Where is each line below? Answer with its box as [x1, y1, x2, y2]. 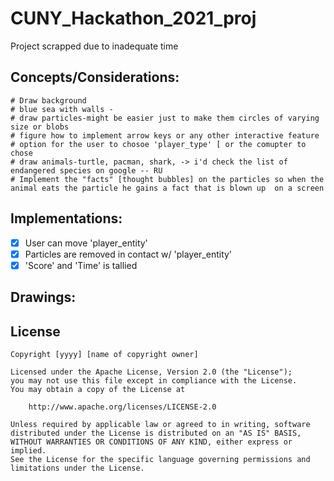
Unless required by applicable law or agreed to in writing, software [10, 419, 311, 429]
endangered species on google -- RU [10, 165, 163, 176]
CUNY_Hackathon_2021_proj [10, 7, 257, 30]
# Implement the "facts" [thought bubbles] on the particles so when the [10, 174, 325, 184]
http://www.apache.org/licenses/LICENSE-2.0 [28, 402, 217, 412]
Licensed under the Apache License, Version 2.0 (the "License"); [10, 367, 293, 377]
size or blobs [10, 122, 70, 132]
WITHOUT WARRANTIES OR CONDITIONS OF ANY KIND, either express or [10, 437, 293, 447]
